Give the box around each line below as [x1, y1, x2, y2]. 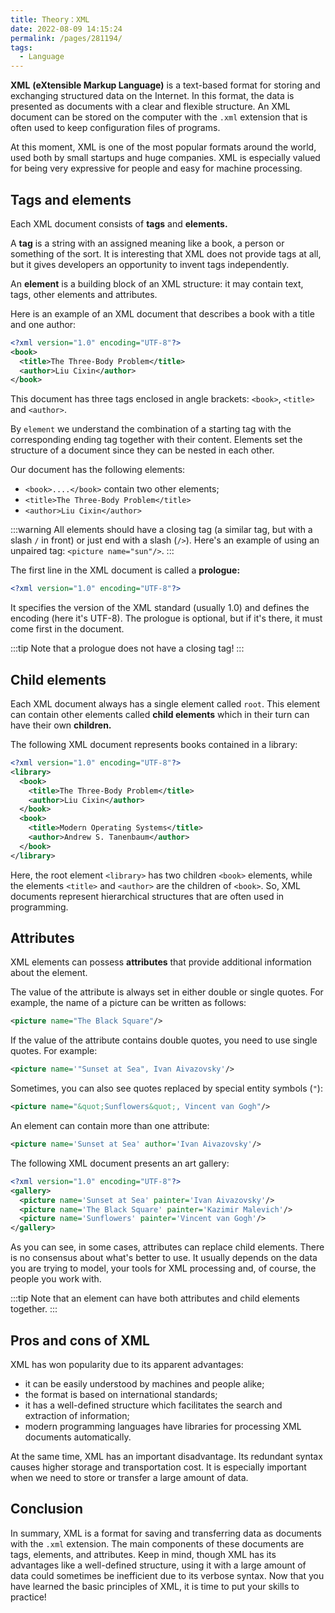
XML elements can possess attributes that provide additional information [10, 956, 312, 968]
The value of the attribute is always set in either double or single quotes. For [10, 986, 324, 998]
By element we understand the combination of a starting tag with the [10, 423, 292, 435]
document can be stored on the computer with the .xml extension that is [10, 111, 308, 123]
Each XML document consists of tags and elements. [10, 217, 228, 230]
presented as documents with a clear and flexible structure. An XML [10, 101, 291, 113]
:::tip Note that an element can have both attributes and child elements [10, 1292, 300, 1305]
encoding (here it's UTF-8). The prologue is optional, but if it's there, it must [10, 612, 323, 625]
